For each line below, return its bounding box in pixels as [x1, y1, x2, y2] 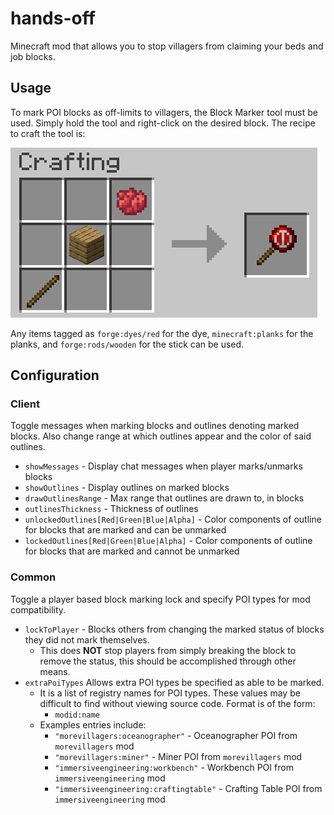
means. [39, 665, 71, 677]
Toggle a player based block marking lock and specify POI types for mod [10, 593, 311, 605]
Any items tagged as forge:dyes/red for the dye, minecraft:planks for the [10, 327, 314, 339]
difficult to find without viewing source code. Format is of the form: [39, 697, 316, 709]
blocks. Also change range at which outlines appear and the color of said [10, 430, 312, 442]
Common [10, 570, 57, 584]
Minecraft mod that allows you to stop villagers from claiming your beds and [10, 40, 324, 52]
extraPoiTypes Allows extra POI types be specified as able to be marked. [24, 676, 325, 688]
